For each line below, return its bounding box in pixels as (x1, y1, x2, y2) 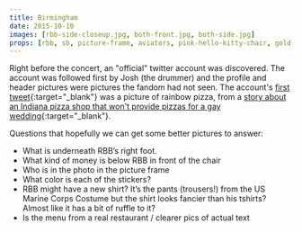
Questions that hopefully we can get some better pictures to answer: (9, 128, 263, 139)
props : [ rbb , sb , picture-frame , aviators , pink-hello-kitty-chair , (9, 38, 271, 48)
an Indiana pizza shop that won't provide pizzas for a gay (9, 101, 222, 112)
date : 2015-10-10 (9, 22, 75, 31)
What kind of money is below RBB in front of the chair (22, 155, 222, 166)
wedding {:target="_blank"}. (9, 111, 111, 121)
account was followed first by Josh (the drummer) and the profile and (9, 73, 267, 84)
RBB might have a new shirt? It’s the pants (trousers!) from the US (22, 183, 266, 194)
